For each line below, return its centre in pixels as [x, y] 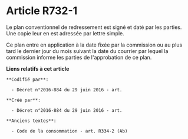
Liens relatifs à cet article [38, 68]
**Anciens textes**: [32, 121]
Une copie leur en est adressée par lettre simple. [65, 33]
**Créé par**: [24, 100]
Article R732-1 [42, 11]
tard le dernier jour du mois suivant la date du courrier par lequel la [87, 51]
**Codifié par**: [27, 80]
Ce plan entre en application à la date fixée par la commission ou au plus [94, 45]
